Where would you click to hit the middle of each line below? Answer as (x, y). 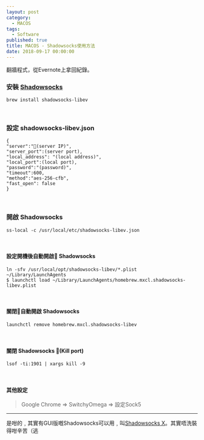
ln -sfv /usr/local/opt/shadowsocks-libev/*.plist (72, 269)
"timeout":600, (25, 173)
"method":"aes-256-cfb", (38, 178)
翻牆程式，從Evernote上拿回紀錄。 (49, 69)
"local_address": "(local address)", (54, 157)
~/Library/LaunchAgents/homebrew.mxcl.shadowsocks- (119, 280)
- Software (25, 35)
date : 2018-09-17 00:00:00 (40, 52)
